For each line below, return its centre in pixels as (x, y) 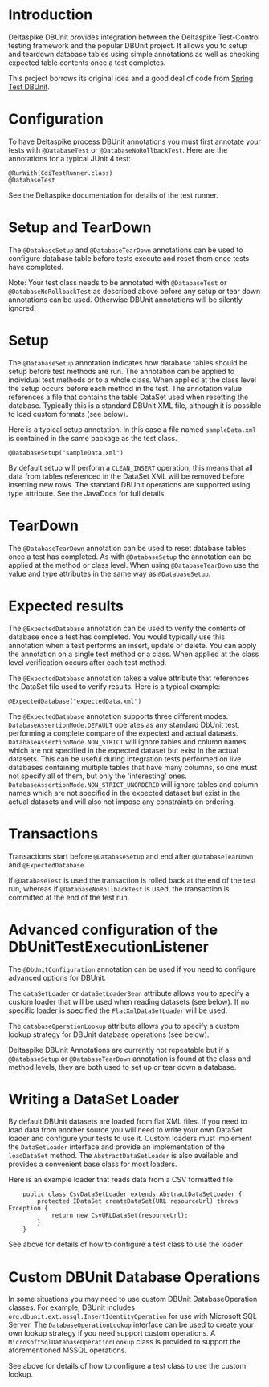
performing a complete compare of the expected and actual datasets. (123, 733)
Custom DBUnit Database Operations (134, 1277)
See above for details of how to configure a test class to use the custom (127, 1366)
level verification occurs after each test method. (88, 662)
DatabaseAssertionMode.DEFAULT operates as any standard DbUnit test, (124, 724)
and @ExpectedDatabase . (47, 864)
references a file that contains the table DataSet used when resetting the (128, 397)
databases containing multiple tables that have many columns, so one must (133, 767)
